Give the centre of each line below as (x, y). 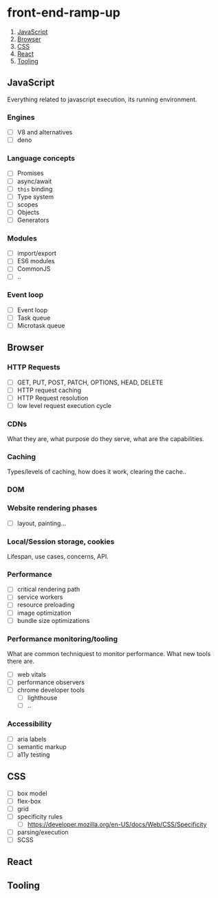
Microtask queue (41, 325)
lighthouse (42, 698)
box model (32, 793)
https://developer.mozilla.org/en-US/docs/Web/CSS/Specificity (117, 824)
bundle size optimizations (53, 620)
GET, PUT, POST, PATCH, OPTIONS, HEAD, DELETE (90, 382)
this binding (35, 189)
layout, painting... (42, 523)
